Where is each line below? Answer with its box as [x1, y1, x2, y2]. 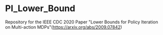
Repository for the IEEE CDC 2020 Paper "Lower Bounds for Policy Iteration [5, 19, 159, 25]
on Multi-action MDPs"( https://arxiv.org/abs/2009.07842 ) [5, 24, 122, 30]
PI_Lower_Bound [5, 3, 75, 14]
